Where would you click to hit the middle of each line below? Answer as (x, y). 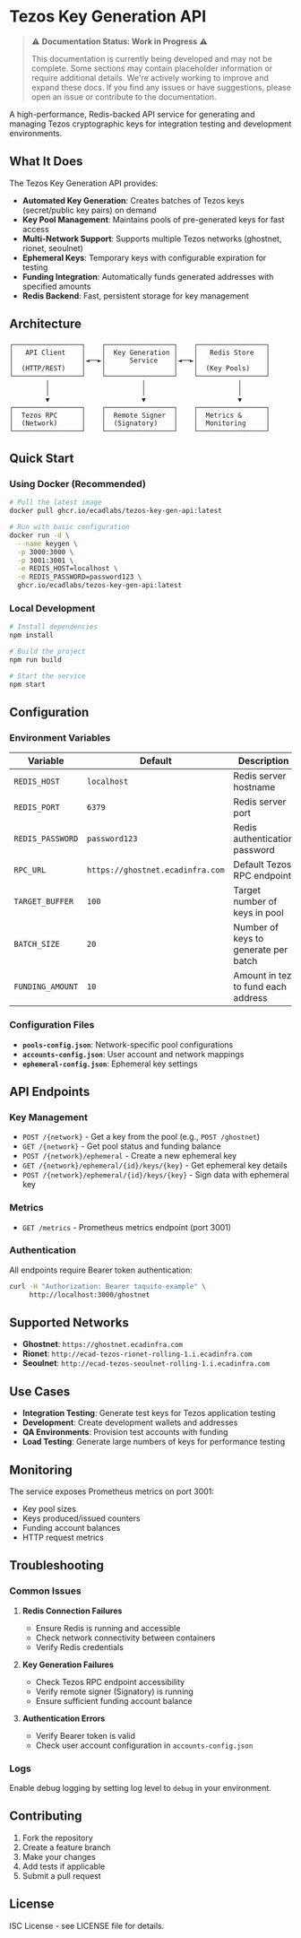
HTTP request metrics (63, 1537)
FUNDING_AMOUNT (46, 987)
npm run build (36, 660)
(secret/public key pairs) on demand (89, 210)
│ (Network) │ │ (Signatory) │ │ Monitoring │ (140, 423)
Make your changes (59, 1856)
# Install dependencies (54, 627)
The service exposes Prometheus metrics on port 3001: (112, 1491)
